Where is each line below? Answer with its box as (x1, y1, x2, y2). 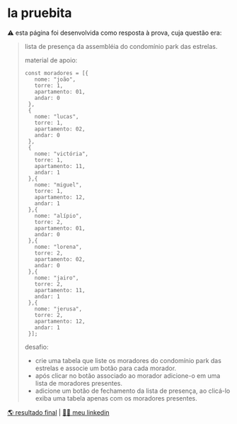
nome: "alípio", (34, 212, 83, 219)
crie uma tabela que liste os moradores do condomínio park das (35, 356, 221, 364)
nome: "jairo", (34, 274, 79, 281)
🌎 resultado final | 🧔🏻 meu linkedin (7, 408, 110, 416)
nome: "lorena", (34, 243, 83, 250)
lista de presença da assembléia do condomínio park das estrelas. (24, 42, 218, 50)
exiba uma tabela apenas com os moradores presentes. (35, 394, 198, 402)
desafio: (24, 342, 49, 351)
